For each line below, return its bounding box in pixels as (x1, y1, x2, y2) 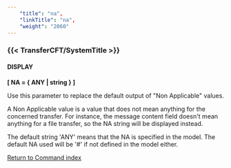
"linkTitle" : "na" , (19, 17, 76, 23)
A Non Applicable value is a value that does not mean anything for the (7, 105, 205, 113)
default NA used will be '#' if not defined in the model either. (7, 140, 179, 148)
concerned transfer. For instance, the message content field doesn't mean (7, 112, 219, 120)
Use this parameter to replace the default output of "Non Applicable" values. (7, 91, 224, 100)
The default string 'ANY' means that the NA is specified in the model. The (7, 132, 216, 141)
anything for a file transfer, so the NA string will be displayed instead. (7, 119, 203, 127)
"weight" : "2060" (19, 23, 70, 30)
